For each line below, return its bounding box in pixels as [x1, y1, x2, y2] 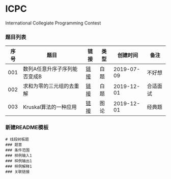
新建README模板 [5, 124, 49, 131]
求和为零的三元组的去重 [22, 82, 79, 89]
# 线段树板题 [5, 137, 29, 142]
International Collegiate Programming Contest [5, 20, 101, 26]
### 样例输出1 [5, 158, 32, 163]
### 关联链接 [5, 169, 30, 174]
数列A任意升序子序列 [22, 66, 73, 73]
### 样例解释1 [5, 164, 32, 169]
